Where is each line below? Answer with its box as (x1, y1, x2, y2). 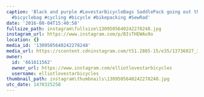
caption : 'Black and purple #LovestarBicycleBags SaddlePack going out (6, 8, 191, 15)
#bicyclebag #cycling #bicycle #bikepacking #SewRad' (12, 14, 151, 20)
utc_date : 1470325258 (6, 82, 61, 88)
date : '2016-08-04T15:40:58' (6, 20, 80, 26)
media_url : (6, 48, 34, 54)
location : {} (6, 37, 39, 43)
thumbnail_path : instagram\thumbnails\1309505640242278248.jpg (6, 76, 170, 82)
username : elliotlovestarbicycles (12, 70, 99, 77)
